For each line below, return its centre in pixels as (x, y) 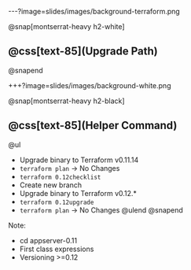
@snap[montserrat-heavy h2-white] (66, 26)
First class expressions (57, 249)
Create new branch (51, 185)
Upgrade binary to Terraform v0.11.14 (79, 160)
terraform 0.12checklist (60, 177)
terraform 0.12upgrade (57, 202)
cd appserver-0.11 (48, 240)
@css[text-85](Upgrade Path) (83, 52)
